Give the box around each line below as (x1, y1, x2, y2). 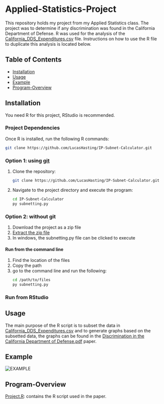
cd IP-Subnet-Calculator (12, 196, 64, 202)
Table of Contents (5, 56, 62, 64)
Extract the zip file (12, 230, 50, 236)
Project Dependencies (5, 124, 60, 131)
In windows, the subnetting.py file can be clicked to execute (12, 235, 136, 241)
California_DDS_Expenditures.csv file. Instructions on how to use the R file (5, 36, 158, 42)
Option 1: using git (5, 157, 50, 164)
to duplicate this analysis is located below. (5, 41, 91, 47)
